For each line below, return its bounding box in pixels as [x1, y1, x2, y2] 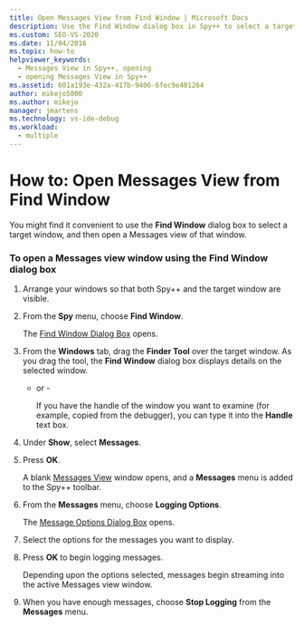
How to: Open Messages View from [9, 170, 280, 191]
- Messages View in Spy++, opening [17, 64, 152, 73]
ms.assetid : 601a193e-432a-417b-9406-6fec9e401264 [9, 81, 204, 90]
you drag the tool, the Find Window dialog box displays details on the [22, 355, 282, 367]
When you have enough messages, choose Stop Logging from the [22, 597, 271, 608]
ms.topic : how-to [9, 47, 75, 56]
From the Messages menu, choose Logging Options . [22, 499, 222, 510]
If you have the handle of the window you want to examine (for [35, 400, 270, 411]
